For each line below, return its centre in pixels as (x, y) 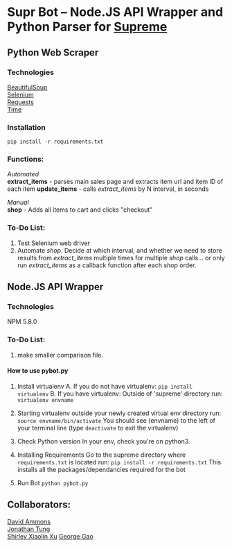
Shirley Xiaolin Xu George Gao (50, 536)
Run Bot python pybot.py (53, 482)
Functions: (26, 159)
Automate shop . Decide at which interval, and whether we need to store (120, 250)
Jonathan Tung (29, 529)
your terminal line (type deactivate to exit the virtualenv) (98, 428)
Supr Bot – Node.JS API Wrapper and (115, 12)
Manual (18, 203)
